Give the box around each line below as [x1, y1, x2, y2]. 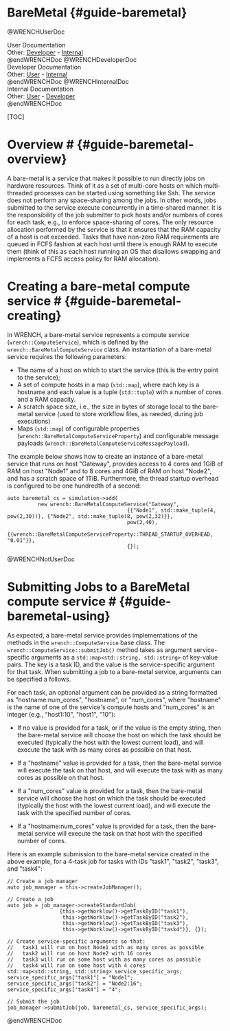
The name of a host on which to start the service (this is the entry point [16, 366, 218, 374]
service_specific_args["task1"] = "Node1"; [7, 974, 134, 981]
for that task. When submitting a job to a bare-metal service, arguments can [7, 667, 222, 675]
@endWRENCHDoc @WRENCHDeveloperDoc [7, 55, 137, 63]
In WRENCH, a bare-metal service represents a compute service [7, 330, 189, 338]
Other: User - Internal [7, 70, 68, 78]
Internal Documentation [7, 85, 74, 93]
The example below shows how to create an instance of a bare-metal [7, 452, 203, 460]
